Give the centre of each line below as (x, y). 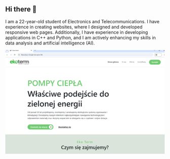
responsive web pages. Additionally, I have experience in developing (77, 32)
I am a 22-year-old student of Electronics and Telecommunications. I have (82, 21)
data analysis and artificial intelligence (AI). (50, 43)
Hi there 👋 (21, 9)
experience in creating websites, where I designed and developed (74, 27)
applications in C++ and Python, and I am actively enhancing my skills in (80, 37)
